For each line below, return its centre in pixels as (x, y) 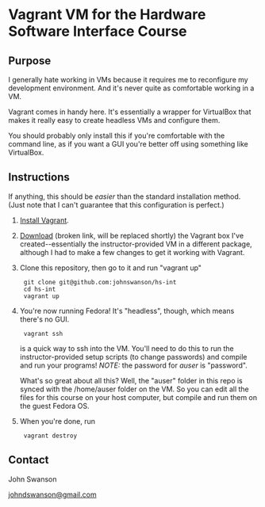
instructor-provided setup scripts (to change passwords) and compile (133, 356)
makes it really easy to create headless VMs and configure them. (114, 120)
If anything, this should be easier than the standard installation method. (125, 196)
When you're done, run (58, 421)
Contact (29, 460)
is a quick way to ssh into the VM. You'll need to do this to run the (127, 348)
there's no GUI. (44, 319)
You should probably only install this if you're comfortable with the (117, 135)
